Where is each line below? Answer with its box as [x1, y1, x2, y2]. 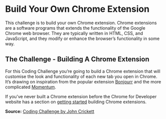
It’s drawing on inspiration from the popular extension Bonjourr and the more [5, 79, 162, 84]
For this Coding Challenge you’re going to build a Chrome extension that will [5, 68, 161, 74]
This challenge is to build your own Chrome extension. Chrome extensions [5, 20, 157, 26]
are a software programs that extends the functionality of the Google [5, 25, 146, 31]
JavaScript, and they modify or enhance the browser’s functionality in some [5, 36, 160, 41]
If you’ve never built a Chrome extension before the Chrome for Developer [5, 93, 157, 99]
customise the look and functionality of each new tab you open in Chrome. [5, 73, 158, 79]
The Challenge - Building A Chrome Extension [5, 55, 150, 64]
